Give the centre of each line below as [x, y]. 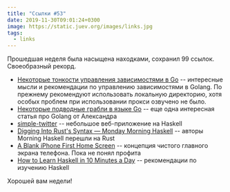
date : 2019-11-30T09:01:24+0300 [54, 20]
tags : [15, 33]
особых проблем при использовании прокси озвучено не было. [112, 102]
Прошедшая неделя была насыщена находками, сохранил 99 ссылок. [111, 59]
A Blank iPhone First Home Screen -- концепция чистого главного [113, 146]
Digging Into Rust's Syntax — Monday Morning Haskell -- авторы [110, 131]
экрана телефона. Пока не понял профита [79, 153]
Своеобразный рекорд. [42, 66]
